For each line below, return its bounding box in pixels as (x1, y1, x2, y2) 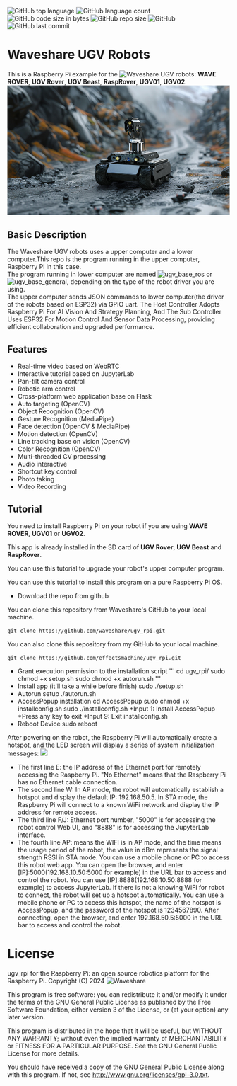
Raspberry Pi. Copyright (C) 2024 (7, 976, 105, 985)
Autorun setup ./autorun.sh (17, 690, 97, 698)
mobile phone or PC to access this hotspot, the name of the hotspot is (17, 898, 221, 907)
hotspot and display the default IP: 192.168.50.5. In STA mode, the (17, 793, 208, 801)
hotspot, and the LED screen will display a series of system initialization (7, 741, 215, 750)
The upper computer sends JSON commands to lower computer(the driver (7, 292, 224, 301)
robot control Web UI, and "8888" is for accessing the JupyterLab (17, 823, 209, 832)
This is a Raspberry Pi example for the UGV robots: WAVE (7, 69, 217, 78)
